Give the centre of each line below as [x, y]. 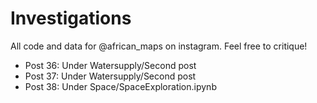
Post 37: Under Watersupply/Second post [110, 76]
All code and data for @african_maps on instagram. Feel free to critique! [159, 46]
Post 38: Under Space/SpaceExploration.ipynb [120, 86]
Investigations [71, 18]
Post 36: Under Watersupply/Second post [110, 65]
